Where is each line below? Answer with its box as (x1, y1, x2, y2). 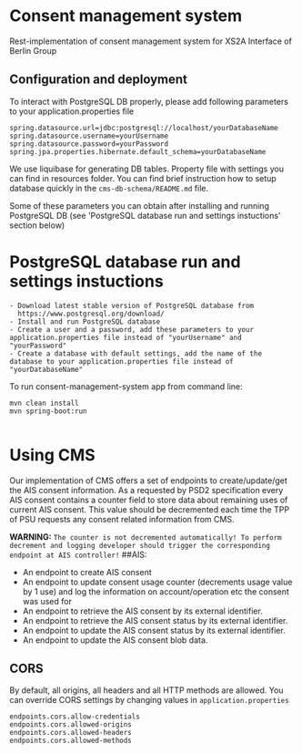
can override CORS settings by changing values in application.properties (9, 695, 289, 706)
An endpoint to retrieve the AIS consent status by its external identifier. (22, 615, 288, 625)
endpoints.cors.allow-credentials (9, 712, 141, 721)
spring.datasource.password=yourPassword (9, 139, 169, 149)
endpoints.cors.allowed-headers (9, 728, 132, 738)
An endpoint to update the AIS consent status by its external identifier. (22, 625, 286, 635)
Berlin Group (9, 45, 57, 56)
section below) (9, 220, 65, 231)
